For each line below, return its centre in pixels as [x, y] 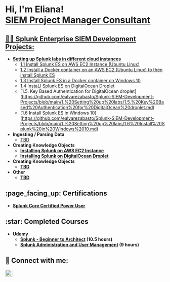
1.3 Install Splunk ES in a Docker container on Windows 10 [80, 80]
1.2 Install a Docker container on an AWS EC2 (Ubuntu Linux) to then [91, 70]
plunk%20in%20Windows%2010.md [58, 129]
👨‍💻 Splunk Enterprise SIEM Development [71, 39]
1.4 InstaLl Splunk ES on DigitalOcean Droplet [67, 86]
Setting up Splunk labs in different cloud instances [67, 59]
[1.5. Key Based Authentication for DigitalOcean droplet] [78, 91]
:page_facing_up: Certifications [56, 193]
